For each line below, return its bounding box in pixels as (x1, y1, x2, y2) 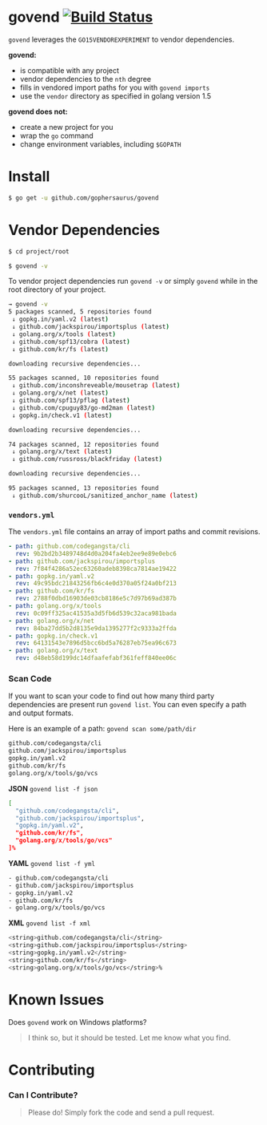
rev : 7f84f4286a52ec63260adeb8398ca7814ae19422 (15, 565, 177, 573)
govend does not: (8, 107, 68, 116)
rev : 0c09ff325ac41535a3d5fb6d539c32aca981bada (15, 609, 177, 617)
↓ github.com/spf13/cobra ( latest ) (11, 338, 130, 346)
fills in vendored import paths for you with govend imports (19, 83, 210, 92)
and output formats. (8, 708, 74, 718)
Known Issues (8, 990, 105, 1009)
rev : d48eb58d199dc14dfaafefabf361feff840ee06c (15, 654, 177, 662)
